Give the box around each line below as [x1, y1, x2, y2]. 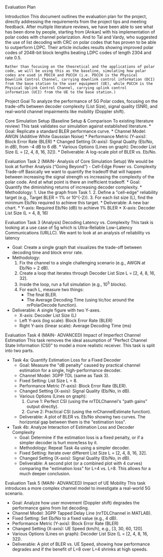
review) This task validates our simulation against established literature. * [5, 123, 151, 129]
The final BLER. [26, 292, 57, 297]
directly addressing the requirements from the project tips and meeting [5, 19, 147, 24]
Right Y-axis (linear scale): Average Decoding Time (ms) [19, 323, 132, 329]
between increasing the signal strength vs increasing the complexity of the [5, 174, 154, 179]
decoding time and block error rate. [12, 250, 83, 255]
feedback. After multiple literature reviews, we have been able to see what [5, 24, 154, 30]
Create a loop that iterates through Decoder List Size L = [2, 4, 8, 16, [19, 270, 155, 276]
